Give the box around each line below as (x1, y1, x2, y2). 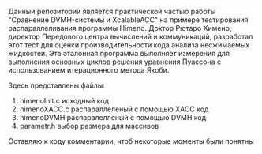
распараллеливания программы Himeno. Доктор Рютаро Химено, (8, 24, 232, 32)
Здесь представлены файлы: (8, 81, 105, 90)
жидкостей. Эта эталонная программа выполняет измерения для (8, 49, 230, 58)
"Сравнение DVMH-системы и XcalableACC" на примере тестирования (8, 15, 249, 24)
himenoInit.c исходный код (19, 96, 109, 105)
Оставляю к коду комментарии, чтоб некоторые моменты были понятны (8, 137, 254, 145)
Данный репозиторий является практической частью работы (8, 7, 216, 16)
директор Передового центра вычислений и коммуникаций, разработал (8, 32, 253, 41)
